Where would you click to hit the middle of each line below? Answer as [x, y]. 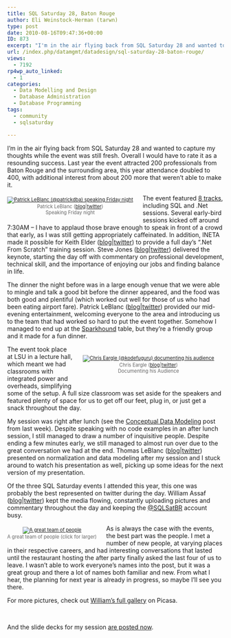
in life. [16, 271]
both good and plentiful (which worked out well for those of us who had [109, 299]
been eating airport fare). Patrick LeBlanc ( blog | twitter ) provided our [104, 307]
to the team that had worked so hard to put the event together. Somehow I [112, 321]
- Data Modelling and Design [55, 90]
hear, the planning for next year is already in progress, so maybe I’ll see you [114, 579]
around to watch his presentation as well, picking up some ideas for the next [115, 465]
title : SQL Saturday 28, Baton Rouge [61, 13]
